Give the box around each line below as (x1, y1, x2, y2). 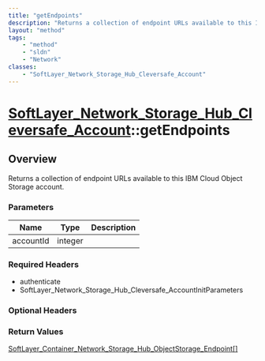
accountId (12, 235, 50, 246)
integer (57, 235, 84, 246)
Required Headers (8, 258, 79, 269)
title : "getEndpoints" (8, 11, 83, 20)
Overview (8, 152, 58, 166)
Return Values (8, 326, 64, 337)
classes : (8, 63, 37, 71)
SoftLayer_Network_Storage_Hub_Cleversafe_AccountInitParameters (19, 285, 244, 295)
